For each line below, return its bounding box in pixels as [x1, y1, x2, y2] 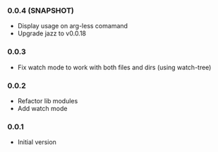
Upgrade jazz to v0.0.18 [17, 29, 87, 37]
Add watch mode [17, 104, 68, 112]
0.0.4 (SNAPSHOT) [7, 6, 74, 16]
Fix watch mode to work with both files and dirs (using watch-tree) [17, 63, 212, 71]
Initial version [17, 138, 56, 146]
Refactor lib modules [17, 96, 78, 105]
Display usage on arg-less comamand [17, 22, 128, 30]
